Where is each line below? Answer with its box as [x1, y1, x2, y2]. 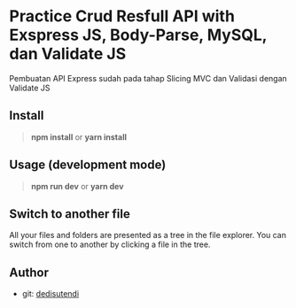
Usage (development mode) [9, 158, 167, 173]
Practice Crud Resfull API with [9, 6, 235, 27]
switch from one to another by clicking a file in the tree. [9, 239, 211, 250]
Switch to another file [9, 206, 130, 221]
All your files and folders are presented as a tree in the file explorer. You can [9, 230, 286, 241]
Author [9, 265, 49, 280]
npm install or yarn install [30, 131, 127, 142]
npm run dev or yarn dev [30, 181, 124, 191]
